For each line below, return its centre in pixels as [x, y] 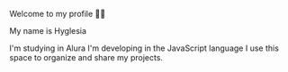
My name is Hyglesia [48, 31]
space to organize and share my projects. [86, 57]
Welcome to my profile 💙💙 [58, 14]
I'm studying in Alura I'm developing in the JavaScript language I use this [144, 48]
